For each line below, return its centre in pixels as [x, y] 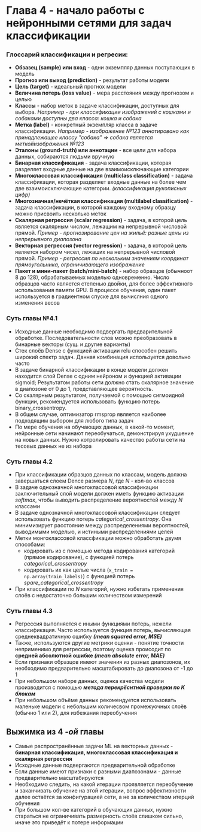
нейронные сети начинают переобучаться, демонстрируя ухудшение [104, 433]
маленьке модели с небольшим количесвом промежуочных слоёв [101, 706]
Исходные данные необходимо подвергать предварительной [94, 331]
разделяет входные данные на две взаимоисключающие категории [102, 169]
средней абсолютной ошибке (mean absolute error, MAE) [90, 655]
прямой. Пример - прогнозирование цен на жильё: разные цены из [102, 233]
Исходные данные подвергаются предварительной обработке [95, 765]
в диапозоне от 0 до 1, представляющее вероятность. [84, 388]
